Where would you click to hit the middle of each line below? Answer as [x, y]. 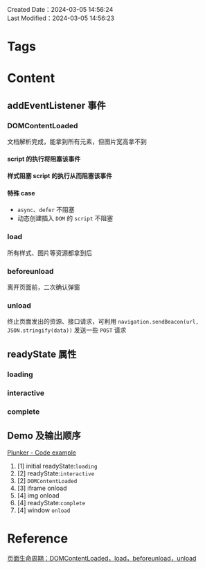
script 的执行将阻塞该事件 [44, 159]
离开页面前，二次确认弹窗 [44, 287]
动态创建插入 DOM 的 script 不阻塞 [65, 218]
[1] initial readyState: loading [57, 466]
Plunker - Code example [42, 453]
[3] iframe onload [42, 488]
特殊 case [21, 193]
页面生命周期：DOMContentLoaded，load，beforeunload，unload [102, 559]
